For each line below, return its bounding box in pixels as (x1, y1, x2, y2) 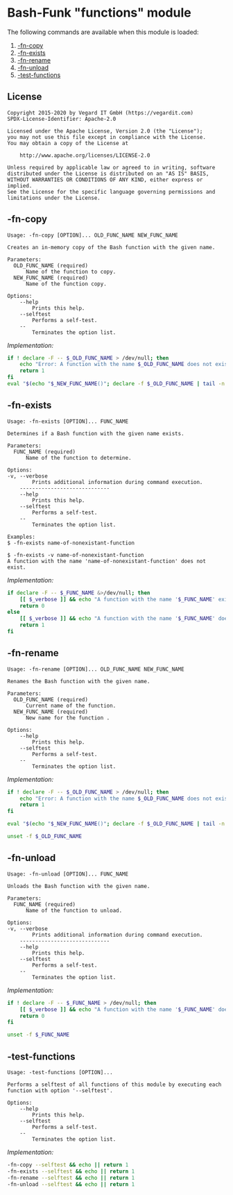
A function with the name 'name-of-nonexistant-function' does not (7, 558, 207, 565)
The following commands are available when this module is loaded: (7, 28, 199, 36)
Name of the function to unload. (25, 907, 123, 914)
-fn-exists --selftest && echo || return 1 (7, 1168, 135, 1175)
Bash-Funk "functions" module (7, 5, 192, 21)
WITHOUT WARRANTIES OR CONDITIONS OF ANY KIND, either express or (7, 176, 203, 183)
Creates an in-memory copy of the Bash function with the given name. (7, 244, 216, 251)
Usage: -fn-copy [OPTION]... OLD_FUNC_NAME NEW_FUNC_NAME (7, 231, 178, 239)
